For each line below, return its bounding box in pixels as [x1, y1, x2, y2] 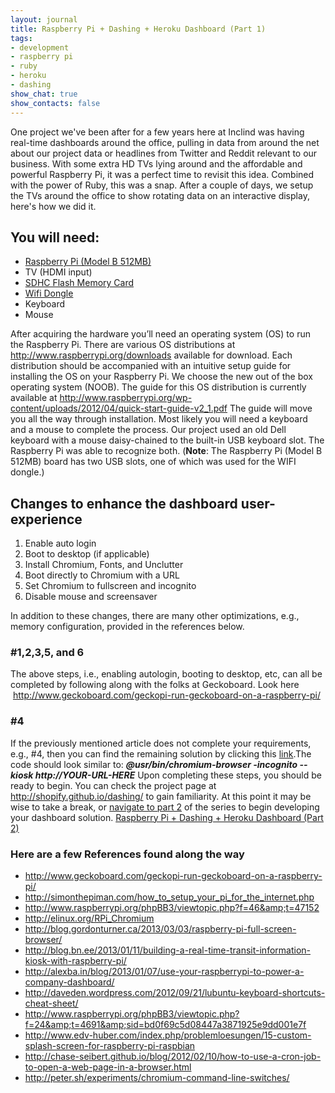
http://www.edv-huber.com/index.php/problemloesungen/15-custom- [24, 1029, 312, 1041]
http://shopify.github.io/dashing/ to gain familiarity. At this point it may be [10, 790, 312, 802]
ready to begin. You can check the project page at [10, 779, 217, 791]
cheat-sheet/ [24, 997, 79, 1010]
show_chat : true [10, 89, 78, 99]
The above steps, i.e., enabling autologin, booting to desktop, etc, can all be [10, 668, 323, 680]
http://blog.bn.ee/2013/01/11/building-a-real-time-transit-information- [24, 944, 311, 956]
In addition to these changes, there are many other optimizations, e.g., [10, 610, 300, 622]
